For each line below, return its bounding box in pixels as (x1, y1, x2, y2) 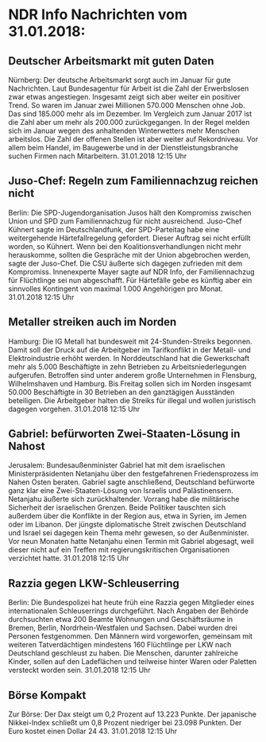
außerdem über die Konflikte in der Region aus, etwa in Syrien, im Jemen (8, 511, 247, 521)
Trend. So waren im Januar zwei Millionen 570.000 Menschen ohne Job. (8, 101, 245, 110)
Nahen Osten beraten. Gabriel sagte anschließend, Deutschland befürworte (8, 477, 256, 487)
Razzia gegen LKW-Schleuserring (8, 577, 180, 590)
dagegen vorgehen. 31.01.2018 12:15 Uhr (8, 404, 141, 414)
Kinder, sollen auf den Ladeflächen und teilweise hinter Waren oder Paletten (8, 657, 257, 666)
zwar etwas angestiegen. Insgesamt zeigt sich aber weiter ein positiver (8, 92, 241, 101)
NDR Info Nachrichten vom (8, 6, 188, 24)
